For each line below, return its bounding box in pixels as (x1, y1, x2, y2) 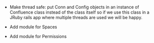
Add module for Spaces (9, 24, 57, 30)
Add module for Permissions (9, 34, 67, 39)
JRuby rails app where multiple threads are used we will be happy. (9, 15, 142, 20)
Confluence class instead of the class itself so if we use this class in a (9, 9, 150, 15)
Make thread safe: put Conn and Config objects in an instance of (9, 4, 139, 10)
